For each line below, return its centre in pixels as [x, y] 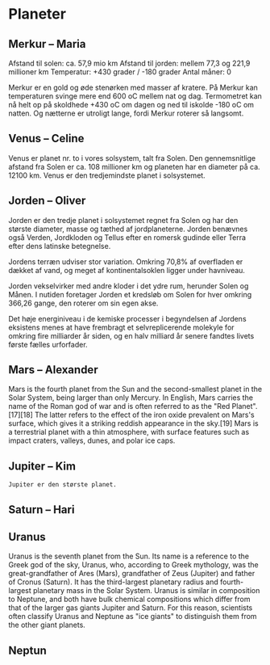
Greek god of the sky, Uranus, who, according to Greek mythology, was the [134, 565]
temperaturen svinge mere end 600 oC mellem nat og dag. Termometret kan [135, 96]
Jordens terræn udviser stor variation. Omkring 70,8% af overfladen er [126, 261]
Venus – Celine [46, 139]
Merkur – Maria [47, 44]
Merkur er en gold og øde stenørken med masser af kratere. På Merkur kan [133, 87]
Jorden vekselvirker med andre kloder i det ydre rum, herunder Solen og [129, 286]
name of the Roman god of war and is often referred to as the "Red [119, 406]
